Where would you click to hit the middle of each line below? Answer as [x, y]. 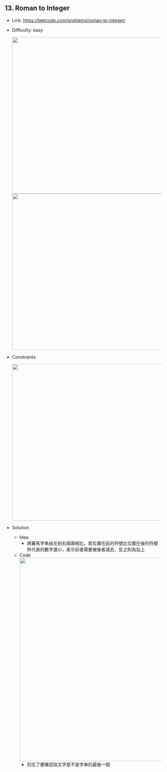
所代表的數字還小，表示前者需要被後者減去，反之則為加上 [86, 549]
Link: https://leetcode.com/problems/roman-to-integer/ [69, 20]
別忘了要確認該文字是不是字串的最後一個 [68, 764]
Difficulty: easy [27, 30]
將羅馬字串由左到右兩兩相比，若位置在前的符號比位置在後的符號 [92, 543]
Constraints [24, 357]
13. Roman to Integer [37, 8]
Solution [20, 527]
